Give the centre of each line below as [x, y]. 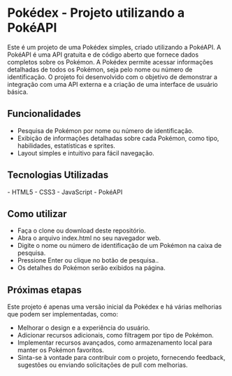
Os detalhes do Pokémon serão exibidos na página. [91, 268]
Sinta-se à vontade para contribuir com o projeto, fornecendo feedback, [121, 358]
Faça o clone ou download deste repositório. [82, 231]
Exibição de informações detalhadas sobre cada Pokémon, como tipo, [118, 138]
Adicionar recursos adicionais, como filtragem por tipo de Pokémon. [116, 335]
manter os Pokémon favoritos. [61, 350]
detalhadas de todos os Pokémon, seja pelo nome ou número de [100, 69]
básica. [18, 92]
